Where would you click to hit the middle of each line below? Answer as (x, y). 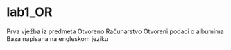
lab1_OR (29, 12)
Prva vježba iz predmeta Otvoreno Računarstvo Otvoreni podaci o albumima (115, 31)
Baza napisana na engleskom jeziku (58, 38)
